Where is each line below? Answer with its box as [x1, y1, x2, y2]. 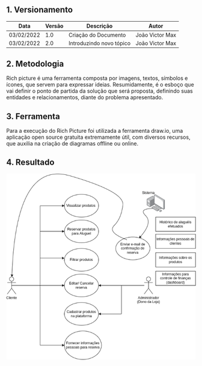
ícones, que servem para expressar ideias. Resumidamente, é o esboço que [6, 81, 194, 88]
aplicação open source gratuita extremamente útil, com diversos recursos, [6, 133, 191, 141]
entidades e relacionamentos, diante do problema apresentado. [6, 94, 164, 101]
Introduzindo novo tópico [68, 39, 131, 47]
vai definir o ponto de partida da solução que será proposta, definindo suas [6, 87, 194, 95]
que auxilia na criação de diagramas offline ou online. [6, 139, 139, 147]
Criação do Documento [68, 31, 126, 38]
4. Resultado [6, 157, 55, 168]
